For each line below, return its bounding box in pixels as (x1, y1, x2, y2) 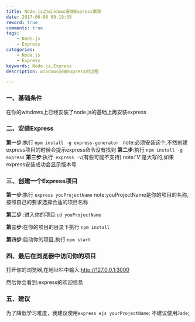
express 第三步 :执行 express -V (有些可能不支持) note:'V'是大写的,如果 (6, 153, 175, 160)
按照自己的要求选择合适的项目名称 (6, 198, 88, 205)
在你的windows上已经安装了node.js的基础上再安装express (6, 108, 146, 115)
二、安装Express (6, 124, 54, 132)
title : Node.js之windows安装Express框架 (6, 8, 101, 15)
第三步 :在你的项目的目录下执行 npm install (6, 224, 110, 231)
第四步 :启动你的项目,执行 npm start (6, 236, 91, 243)
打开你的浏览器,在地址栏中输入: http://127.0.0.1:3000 (6, 266, 130, 273)
